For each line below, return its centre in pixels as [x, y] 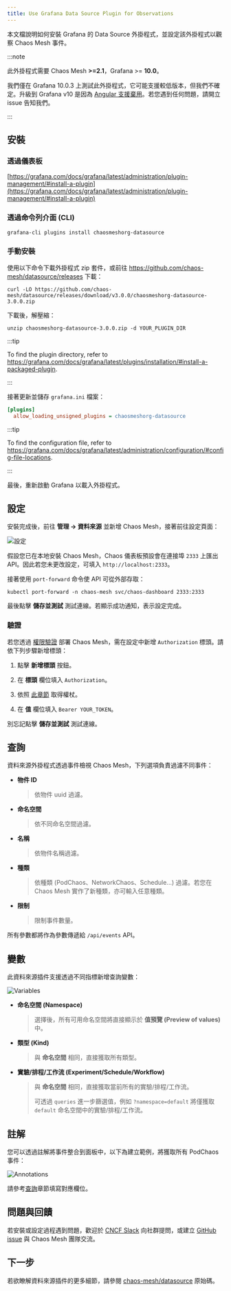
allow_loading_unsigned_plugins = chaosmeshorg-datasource [100, 416]
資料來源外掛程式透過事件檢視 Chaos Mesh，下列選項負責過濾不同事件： [110, 765]
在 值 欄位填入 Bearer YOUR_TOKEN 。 [67, 709]
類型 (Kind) [33, 1043]
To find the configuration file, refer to [59, 443]
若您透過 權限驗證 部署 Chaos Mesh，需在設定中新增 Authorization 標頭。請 [115, 641]
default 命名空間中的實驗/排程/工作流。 [90, 1110]
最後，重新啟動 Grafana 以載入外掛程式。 [65, 485]
